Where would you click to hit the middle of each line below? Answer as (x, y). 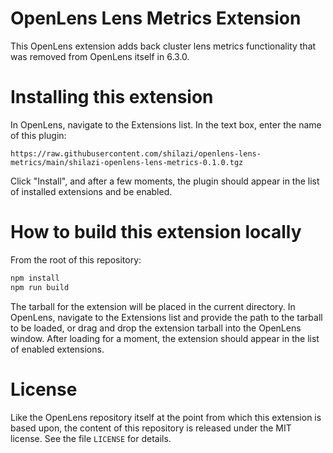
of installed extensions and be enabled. (91, 191)
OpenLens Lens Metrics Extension (156, 18)
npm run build (40, 287)
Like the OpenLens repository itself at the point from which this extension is (166, 417)
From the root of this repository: (76, 259)
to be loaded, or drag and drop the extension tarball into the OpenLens (156, 328)
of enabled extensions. (57, 349)
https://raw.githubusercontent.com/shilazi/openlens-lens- (136, 153)
